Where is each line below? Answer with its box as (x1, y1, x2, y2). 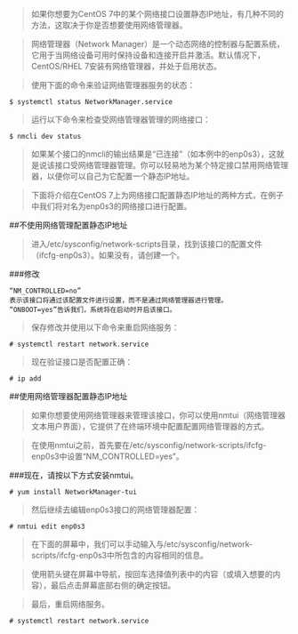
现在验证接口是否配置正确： (30, 357, 133, 367)
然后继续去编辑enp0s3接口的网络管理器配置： (30, 504, 200, 515)
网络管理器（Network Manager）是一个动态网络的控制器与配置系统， (30, 39, 285, 49)
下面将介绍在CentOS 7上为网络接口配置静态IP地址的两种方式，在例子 (30, 190, 285, 200)
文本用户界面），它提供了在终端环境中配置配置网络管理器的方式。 (30, 421, 270, 431)
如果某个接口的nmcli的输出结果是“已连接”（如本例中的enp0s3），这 (30, 148, 278, 159)
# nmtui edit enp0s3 (9, 522, 86, 531)
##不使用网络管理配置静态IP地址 (9, 220, 128, 230)
